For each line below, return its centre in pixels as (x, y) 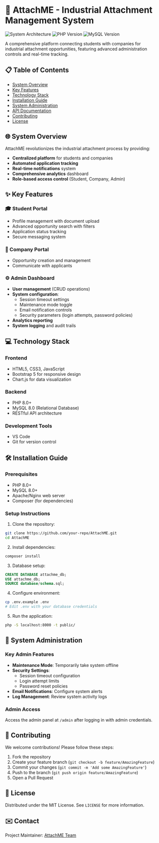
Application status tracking (39, 232)
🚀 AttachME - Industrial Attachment (79, 10)
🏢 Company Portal (27, 249)
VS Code (21, 437)
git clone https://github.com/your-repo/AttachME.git (61, 533)
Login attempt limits (39, 681)
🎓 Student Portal (26, 209)
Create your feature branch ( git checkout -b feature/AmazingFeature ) (83, 762)
